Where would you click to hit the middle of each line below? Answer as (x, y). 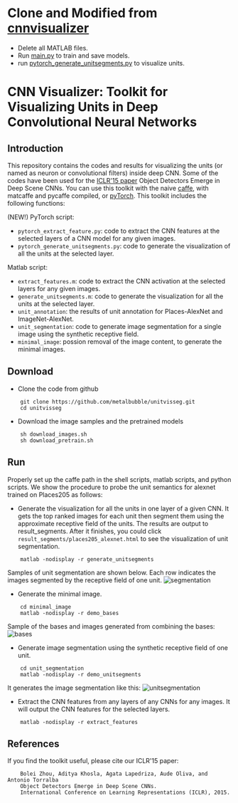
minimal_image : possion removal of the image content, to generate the (120, 341)
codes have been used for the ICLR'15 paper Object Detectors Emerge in (114, 180)
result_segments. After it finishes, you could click (90, 531)
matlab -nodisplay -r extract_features (79, 722)
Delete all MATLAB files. (53, 48)
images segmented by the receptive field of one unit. (85, 580)
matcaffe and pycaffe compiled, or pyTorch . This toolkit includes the (107, 195)
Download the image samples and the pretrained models (100, 421)
